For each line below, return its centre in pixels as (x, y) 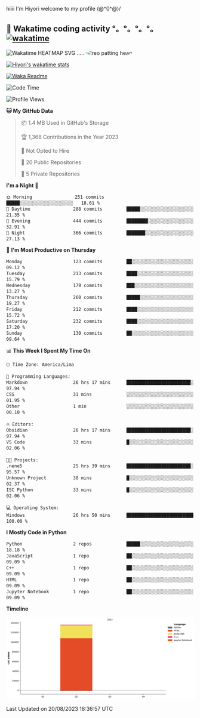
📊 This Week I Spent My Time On (48, 350)
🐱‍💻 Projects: (22, 460)
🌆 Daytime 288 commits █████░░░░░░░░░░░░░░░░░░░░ (100, 209)
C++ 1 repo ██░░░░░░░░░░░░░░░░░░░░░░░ (100, 568)
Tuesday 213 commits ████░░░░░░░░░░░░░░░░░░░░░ (100, 273)
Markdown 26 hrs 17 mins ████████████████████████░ (100, 382)
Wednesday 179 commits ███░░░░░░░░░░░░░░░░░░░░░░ (100, 285)
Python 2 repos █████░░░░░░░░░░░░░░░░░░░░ (100, 544)
